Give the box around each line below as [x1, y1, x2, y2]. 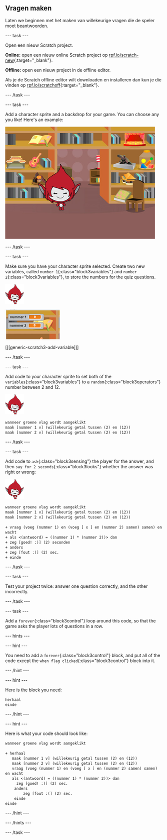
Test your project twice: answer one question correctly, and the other [5, 583, 148, 589]
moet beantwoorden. [5, 23, 48, 29]
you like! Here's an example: [5, 117, 63, 123]
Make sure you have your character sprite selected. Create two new [5, 263, 145, 269]
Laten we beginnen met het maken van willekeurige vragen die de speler [5, 17, 155, 23]
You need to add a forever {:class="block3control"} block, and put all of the [5, 652, 160, 658]
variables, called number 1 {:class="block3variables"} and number [5, 268, 137, 274]
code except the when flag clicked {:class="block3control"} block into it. [5, 658, 155, 664]
